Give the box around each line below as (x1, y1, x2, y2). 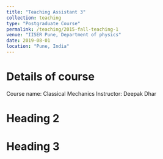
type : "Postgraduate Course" (6, 20, 81, 26)
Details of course (6, 70, 95, 83)
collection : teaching (6, 15, 62, 21)
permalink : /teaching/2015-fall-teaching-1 (6, 26, 119, 33)
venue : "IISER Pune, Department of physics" (6, 32, 121, 38)
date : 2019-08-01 (6, 37, 51, 44)
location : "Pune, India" (6, 44, 70, 50)
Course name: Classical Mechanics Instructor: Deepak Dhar (6, 90, 157, 97)
